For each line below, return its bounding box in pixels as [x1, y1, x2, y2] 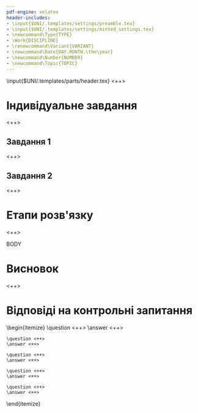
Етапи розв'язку [6, 208, 94, 222]
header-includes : [6, 15, 51, 21]
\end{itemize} [6, 400, 41, 407]
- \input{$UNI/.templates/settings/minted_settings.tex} [6, 26, 155, 32]
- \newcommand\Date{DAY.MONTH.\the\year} [6, 49, 114, 55]
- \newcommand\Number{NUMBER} [6, 55, 84, 61]
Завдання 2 [6, 170, 53, 181]
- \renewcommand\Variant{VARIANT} [6, 44, 95, 50]
